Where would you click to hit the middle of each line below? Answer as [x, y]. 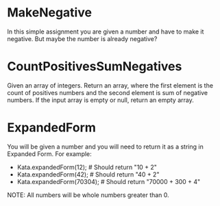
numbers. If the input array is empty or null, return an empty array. [100, 100]
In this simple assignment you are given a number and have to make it [106, 31]
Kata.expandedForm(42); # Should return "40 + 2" [88, 174]
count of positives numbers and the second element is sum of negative [107, 92]
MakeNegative [50, 13]
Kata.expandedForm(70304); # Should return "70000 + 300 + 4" [109, 181]
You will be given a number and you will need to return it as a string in [105, 146]
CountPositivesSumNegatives [95, 67]
